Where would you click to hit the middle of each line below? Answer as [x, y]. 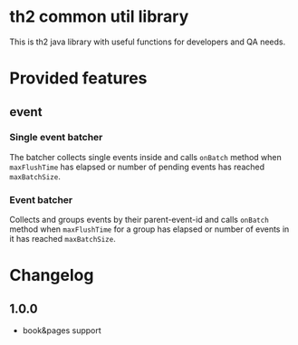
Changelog [52, 276]
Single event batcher [56, 138]
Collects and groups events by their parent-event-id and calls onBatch [139, 220]
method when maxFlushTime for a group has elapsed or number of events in [149, 229]
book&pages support [62, 331]
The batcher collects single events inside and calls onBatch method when [146, 157]
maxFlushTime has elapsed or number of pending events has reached [137, 167]
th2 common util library [99, 17]
